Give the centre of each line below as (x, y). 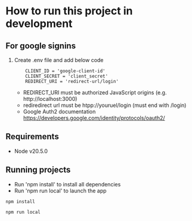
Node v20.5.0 (31, 151)
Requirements (32, 136)
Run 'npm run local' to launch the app (60, 191)
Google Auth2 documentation (59, 111)
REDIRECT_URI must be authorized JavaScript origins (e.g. (95, 93)
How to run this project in (69, 11)
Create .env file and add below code (59, 60)
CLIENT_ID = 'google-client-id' (65, 71)
